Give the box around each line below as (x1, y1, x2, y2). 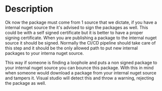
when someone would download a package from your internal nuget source (5, 70, 157, 76)
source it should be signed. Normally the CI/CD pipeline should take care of (5, 40, 156, 45)
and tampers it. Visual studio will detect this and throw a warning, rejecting (5, 75, 154, 81)
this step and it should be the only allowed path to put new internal (5, 45, 138, 51)
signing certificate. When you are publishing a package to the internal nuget (5, 35, 157, 41)
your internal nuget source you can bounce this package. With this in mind (5, 64, 154, 71)
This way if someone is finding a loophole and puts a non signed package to (5, 60, 158, 65)
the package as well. (5, 80, 47, 86)
